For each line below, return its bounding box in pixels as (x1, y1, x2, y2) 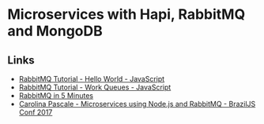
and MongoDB (7, 22, 104, 40)
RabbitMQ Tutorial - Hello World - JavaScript (18, 75, 165, 83)
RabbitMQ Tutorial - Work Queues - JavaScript (18, 82, 172, 92)
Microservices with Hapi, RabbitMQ (7, 5, 246, 24)
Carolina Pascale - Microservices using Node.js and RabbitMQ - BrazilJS (18, 100, 256, 108)
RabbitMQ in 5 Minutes (18, 91, 94, 100)
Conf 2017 (18, 108, 53, 117)
